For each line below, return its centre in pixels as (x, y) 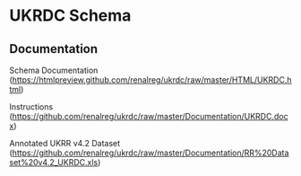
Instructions (31, 107)
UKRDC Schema (70, 16)
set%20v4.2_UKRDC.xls (54, 162)
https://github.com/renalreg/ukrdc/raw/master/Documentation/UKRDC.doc (150, 116)
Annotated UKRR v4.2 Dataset (65, 143)
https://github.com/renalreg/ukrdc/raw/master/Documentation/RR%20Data (150, 153)
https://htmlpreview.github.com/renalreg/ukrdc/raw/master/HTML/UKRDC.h (152, 80)
